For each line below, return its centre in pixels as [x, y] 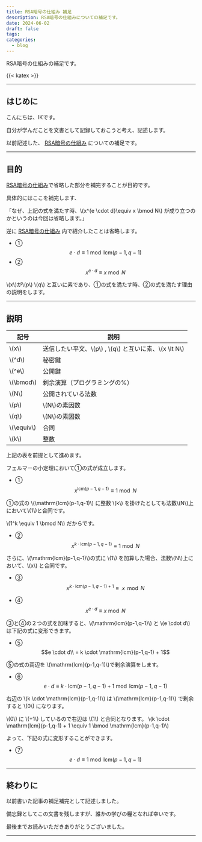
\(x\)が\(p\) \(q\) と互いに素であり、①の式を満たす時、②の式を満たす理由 [99, 284]
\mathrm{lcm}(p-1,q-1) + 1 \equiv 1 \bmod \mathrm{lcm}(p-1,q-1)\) [88, 725]
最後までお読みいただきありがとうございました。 [67, 827]
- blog [20, 46]
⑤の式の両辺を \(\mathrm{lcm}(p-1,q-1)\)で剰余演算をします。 [84, 664]
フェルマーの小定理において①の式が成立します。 [68, 468]
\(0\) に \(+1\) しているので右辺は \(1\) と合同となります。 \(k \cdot [88, 718]
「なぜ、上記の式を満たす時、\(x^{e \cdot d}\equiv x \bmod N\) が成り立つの [101, 210]
